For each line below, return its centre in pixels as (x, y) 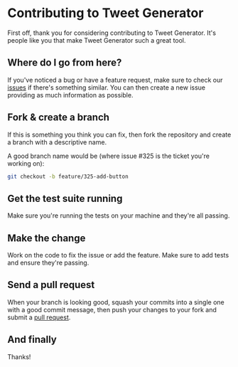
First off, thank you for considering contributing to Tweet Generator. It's (112, 33)
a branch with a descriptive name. (57, 142)
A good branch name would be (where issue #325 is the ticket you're (108, 156)
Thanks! (19, 356)
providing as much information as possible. (70, 95)
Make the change (47, 238)
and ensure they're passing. (48, 263)
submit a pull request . (39, 317)
